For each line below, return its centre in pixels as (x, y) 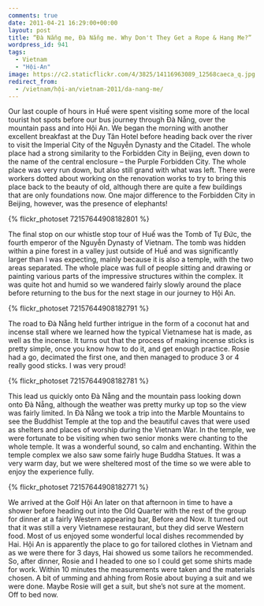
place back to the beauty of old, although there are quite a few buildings (125, 187)
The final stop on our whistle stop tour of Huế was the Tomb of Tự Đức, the (130, 235)
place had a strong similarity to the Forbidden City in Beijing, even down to (129, 153)
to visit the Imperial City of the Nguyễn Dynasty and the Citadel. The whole (130, 145)
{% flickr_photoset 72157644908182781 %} (79, 381)
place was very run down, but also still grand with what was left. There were (132, 170)
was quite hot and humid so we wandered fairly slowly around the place (125, 284)
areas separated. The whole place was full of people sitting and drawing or (130, 268)
